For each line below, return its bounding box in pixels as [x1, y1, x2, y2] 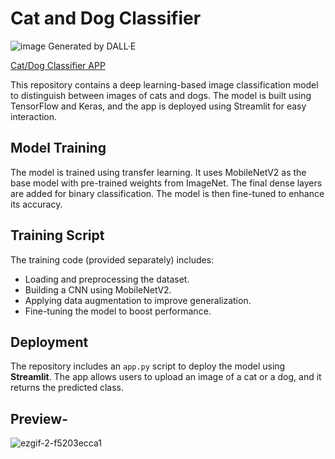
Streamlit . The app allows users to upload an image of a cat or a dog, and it [10, 371, 322, 383]
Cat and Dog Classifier [10, 7, 202, 30]
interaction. [10, 110, 58, 122]
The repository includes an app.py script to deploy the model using [10, 360, 286, 372]
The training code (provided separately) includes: [10, 253, 215, 266]
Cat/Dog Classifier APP [10, 59, 106, 71]
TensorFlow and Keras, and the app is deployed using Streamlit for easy [10, 100, 307, 112]
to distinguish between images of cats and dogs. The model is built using [10, 89, 312, 101]
